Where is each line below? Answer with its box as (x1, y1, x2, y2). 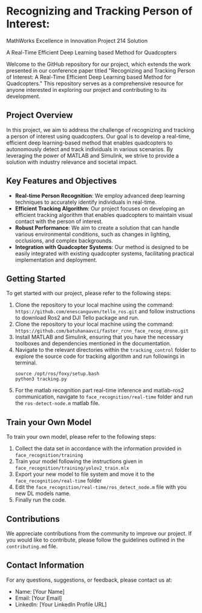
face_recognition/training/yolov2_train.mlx (15, 465, 129, 472)
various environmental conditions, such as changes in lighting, (15, 230, 171, 238)
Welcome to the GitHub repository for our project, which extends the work (6, 60, 191, 68)
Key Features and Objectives (6, 176, 117, 186)
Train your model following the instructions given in (15, 458, 143, 465)
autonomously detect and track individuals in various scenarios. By (6, 145, 174, 152)
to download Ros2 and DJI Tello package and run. (15, 314, 140, 322)
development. (6, 92, 41, 100)
